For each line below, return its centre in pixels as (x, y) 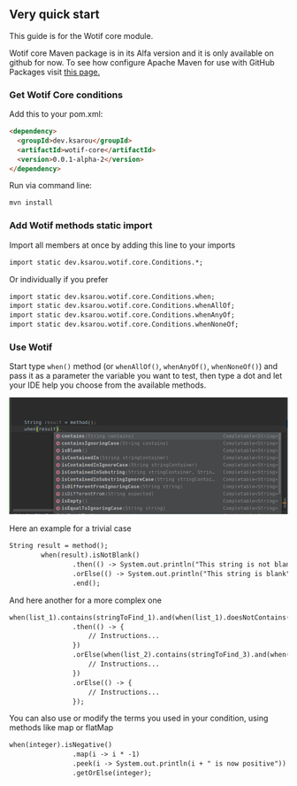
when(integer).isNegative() (61, 745)
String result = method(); (59, 546)
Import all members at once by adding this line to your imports (122, 245)
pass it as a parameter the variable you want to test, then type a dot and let (146, 376)
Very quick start (54, 15)
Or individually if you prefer (59, 279)
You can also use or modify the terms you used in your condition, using (139, 718)
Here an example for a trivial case (70, 528)
